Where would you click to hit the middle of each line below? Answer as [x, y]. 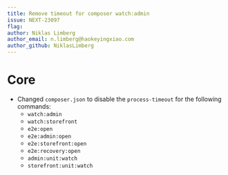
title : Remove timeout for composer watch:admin [78, 13]
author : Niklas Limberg [41, 33]
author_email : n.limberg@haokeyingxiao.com [71, 39]
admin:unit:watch [53, 158]
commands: [34, 106]
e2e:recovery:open [54, 151]
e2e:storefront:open [57, 144]
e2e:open [40, 129]
